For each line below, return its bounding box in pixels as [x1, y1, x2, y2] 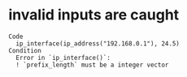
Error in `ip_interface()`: [15, 53, 111, 62]
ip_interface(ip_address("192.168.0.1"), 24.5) [15, 39, 180, 48]
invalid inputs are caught [8, 6, 180, 24]
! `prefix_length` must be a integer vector [15, 61, 169, 69]
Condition [8, 46, 42, 54]
